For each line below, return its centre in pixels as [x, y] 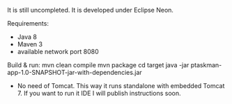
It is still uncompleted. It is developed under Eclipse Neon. [91, 10]
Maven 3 [30, 44]
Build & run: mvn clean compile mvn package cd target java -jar [98, 65]
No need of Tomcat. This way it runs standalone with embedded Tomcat [121, 86]
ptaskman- [206, 65]
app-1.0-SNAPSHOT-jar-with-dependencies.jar [75, 72]
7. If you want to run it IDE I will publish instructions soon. [99, 93]
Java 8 [27, 37]
